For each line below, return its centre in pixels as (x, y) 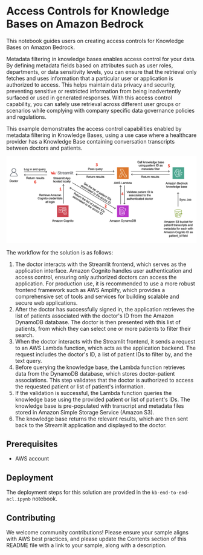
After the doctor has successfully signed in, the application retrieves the (105, 309)
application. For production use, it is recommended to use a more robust (105, 284)
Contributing (31, 518)
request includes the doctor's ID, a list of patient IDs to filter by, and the (104, 354)
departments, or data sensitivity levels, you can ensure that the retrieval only (101, 71)
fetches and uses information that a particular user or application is (90, 78)
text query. (28, 361)
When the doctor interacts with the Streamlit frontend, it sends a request (105, 341)
